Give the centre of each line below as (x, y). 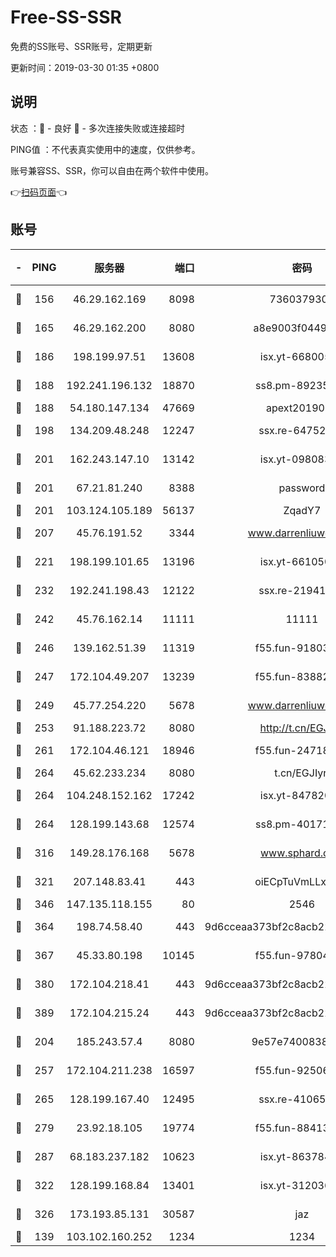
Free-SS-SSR (66, 17)
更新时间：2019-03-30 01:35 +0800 (85, 67)
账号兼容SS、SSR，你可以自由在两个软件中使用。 (112, 170)
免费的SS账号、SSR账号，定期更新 (81, 46)
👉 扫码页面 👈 (39, 192)
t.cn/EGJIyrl (302, 773)
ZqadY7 (302, 510)
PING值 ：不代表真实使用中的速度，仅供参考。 (105, 149)
